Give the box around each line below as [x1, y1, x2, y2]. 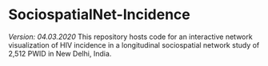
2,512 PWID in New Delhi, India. [8, 49, 112, 58]
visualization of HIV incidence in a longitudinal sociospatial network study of [8, 40, 260, 49]
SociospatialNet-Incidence [8, 6, 190, 24]
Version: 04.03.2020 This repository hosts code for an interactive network [8, 32, 254, 41]
